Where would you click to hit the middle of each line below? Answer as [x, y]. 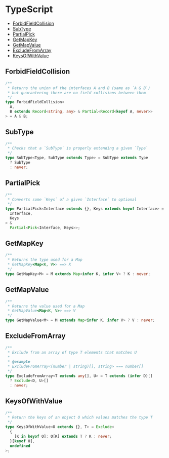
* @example [19, 362]
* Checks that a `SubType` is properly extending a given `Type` [78, 148]
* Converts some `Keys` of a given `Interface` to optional [72, 199]
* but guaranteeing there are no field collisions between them [76, 93]
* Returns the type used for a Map [45, 260]
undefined [20, 446]
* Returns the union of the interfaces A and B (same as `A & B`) [79, 88]
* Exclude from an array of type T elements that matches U [72, 352]
